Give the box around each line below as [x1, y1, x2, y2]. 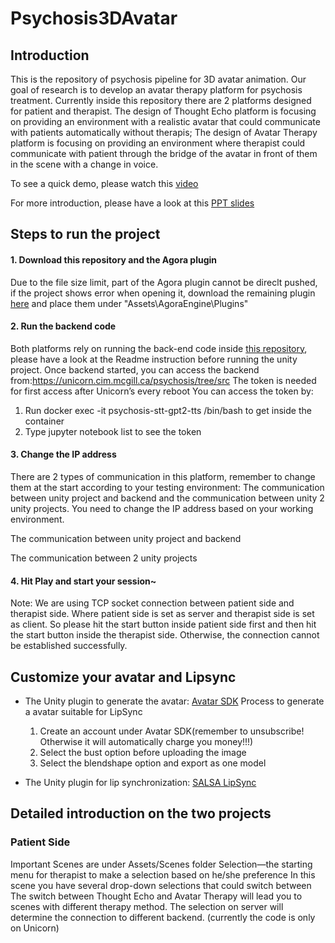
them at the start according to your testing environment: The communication [10, 482, 325, 493]
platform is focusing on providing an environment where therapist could [10, 137, 306, 149]
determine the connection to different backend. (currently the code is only [10, 911, 316, 923]
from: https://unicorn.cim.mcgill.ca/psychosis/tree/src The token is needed [10, 374, 317, 386]
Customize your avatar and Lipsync [10, 668, 237, 686]
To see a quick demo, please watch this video [10, 178, 199, 189]
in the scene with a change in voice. [10, 158, 159, 170]
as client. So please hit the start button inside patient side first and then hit [10, 618, 317, 631]
